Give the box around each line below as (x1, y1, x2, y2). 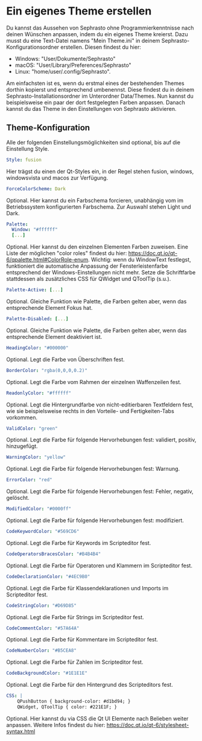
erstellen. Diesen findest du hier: (60, 43, 142, 51)
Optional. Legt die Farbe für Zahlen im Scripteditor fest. (6, 658, 144, 666)
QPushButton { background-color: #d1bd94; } (17, 698, 131, 704)
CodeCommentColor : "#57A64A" (6, 625, 80, 631)
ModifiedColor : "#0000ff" (6, 506, 71, 512)
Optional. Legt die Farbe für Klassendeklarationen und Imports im (6, 584, 169, 591)
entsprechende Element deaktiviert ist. (6, 333, 103, 340)
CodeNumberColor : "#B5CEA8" (6, 648, 77, 654)
